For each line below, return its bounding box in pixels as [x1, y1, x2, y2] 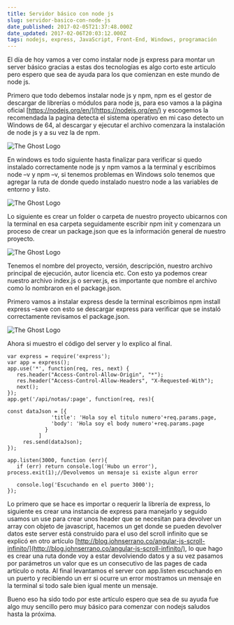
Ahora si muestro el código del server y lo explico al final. [7, 340, 173, 348]
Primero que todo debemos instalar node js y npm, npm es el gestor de [7, 92, 212, 100]
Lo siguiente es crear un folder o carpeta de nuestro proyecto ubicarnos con [7, 213, 228, 221]
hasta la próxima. [7, 610, 57, 619]
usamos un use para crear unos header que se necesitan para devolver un [7, 515, 222, 523]
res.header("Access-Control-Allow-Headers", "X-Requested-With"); [16, 378, 214, 385]
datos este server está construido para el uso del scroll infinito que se [7, 529, 208, 538]
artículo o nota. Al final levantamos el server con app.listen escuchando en [7, 567, 222, 575]
